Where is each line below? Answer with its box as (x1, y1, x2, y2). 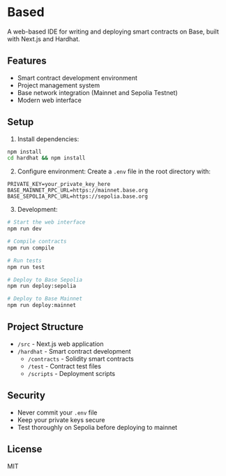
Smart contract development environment (17, 73, 138, 82)
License (7, 443, 43, 455)
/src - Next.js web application (17, 340, 104, 348)
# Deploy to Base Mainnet (7, 295, 82, 303)
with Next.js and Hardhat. (7, 34, 80, 43)
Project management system (17, 81, 100, 89)
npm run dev (7, 225, 42, 233)
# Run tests (7, 257, 42, 264)
